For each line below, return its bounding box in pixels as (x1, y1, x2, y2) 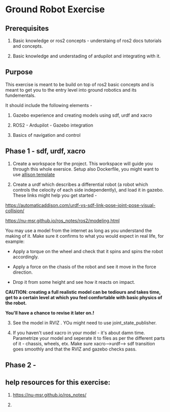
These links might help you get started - (12, 192, 97, 198)
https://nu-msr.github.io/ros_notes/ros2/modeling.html (5, 217, 120, 223)
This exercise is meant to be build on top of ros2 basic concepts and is (5, 81, 154, 88)
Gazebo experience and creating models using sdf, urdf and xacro (12, 112, 152, 118)
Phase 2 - (5, 361, 37, 369)
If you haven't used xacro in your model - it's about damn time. (12, 329, 145, 336)
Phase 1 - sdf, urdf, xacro (5, 147, 86, 156)
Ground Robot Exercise (5, 4, 105, 15)
